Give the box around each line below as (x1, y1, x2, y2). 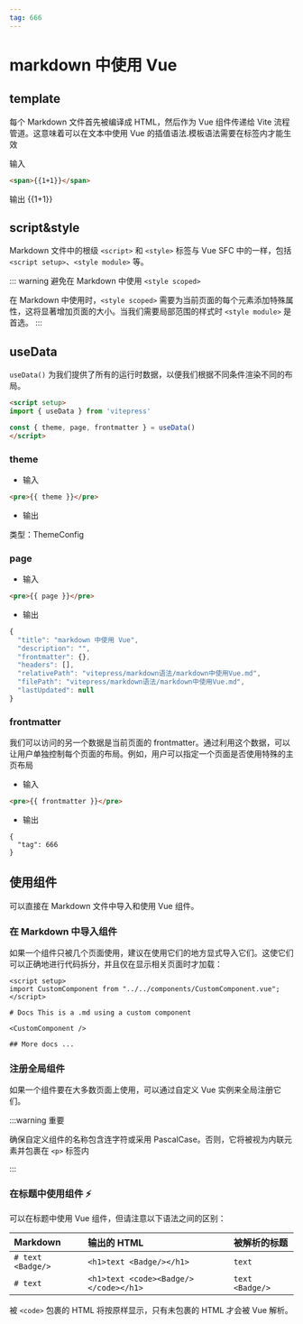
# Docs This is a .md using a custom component (9, 1008, 192, 1017)
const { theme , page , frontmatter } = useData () (9, 423, 196, 432)
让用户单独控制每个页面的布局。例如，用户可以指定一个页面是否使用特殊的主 (9, 749, 294, 759)
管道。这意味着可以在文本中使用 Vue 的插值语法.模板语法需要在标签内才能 (9, 127, 284, 138)
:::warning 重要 (9, 1115, 65, 1126)
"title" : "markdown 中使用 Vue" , (17, 635, 140, 645)
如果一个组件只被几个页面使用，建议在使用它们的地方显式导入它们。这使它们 (9, 948, 294, 959)
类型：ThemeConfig (9, 529, 84, 539)
